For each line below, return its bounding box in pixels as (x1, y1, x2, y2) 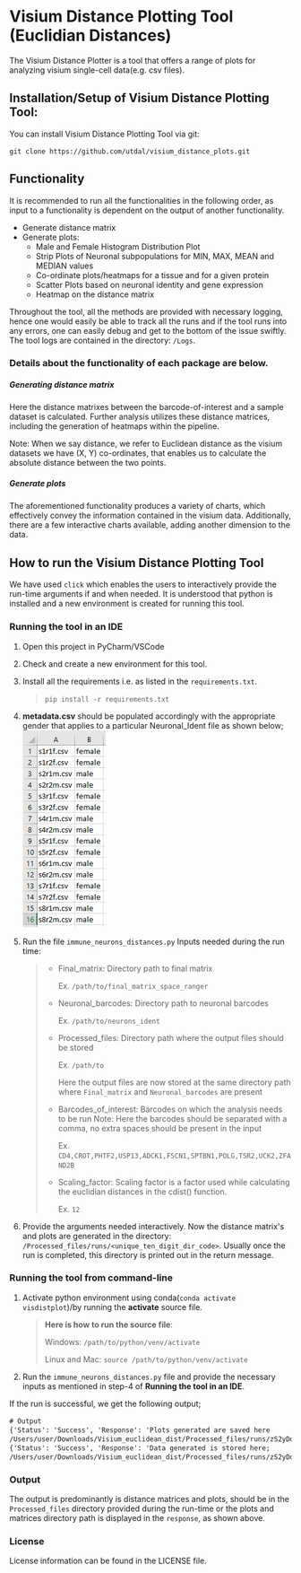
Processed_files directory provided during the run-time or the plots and (9, 1503, 275, 1514)
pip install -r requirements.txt (44, 695, 170, 703)
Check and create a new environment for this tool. (21, 658, 208, 669)
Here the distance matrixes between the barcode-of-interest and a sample (9, 402, 284, 413)
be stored (57, 1042, 94, 1053)
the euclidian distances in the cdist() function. (57, 1186, 228, 1197)
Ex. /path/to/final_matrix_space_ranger (57, 980, 209, 991)
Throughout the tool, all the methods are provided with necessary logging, (9, 306, 284, 317)
